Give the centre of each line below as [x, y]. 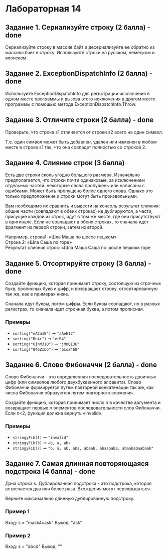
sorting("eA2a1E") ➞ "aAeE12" [44, 333]
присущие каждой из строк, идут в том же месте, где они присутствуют [83, 217]
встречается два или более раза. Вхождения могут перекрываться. [78, 489]
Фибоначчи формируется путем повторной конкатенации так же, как [79, 387]
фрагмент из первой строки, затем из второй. [54, 227]
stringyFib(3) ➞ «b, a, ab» [42, 443]
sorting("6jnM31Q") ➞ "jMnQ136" [46, 344]
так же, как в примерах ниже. [37, 294]
